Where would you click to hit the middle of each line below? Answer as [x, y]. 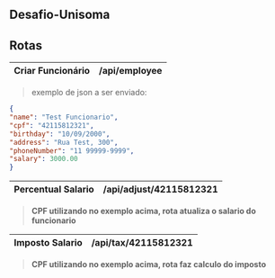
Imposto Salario [48, 243]
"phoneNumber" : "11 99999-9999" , [72, 151]
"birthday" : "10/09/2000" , [60, 134]
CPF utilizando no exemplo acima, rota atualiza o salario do [143, 211]
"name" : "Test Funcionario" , [64, 117]
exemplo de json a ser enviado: [89, 93]
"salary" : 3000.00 [44, 159]
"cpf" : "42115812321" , [52, 125]
